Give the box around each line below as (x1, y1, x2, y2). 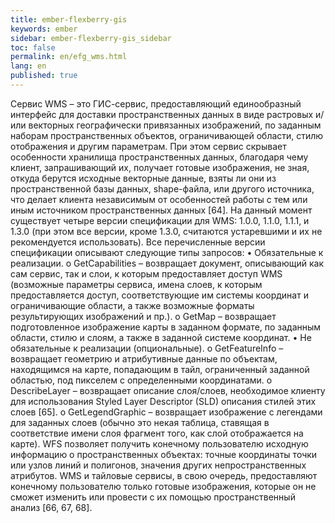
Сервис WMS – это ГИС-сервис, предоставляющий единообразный (10, 97, 302, 110)
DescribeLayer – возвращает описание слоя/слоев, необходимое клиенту (10, 384, 326, 396)
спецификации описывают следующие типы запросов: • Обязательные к (10, 246, 324, 258)
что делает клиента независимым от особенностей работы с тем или (10, 193, 308, 205)
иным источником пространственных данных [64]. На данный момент (10, 204, 313, 216)
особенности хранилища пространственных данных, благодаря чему (10, 151, 309, 163)
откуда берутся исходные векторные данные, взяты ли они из (10, 172, 277, 184)
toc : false (10, 42, 56, 53)
